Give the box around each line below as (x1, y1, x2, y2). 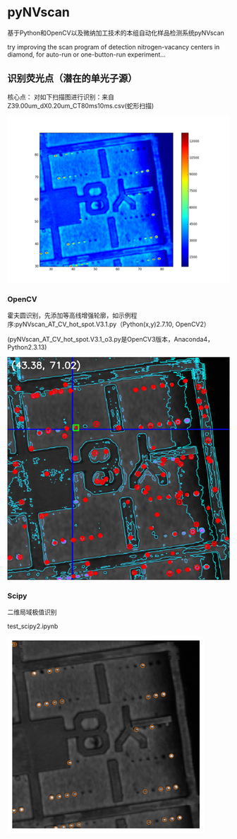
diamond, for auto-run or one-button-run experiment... (7, 50, 166, 59)
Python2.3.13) (7, 343, 47, 352)
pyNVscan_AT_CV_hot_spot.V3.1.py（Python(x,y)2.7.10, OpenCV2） (15, 320, 210, 329)
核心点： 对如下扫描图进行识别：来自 (7, 93, 114, 101)
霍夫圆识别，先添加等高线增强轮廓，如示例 (7, 311, 131, 320)
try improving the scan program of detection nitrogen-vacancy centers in (7, 42, 220, 51)
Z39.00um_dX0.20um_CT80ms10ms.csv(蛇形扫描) (7, 101, 154, 110)
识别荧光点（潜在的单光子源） (7, 72, 138, 85)
